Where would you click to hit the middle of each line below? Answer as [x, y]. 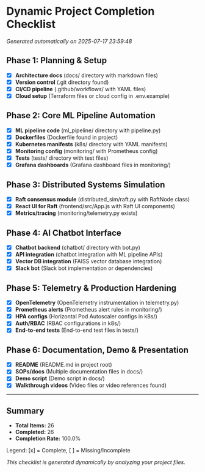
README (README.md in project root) [63, 365]
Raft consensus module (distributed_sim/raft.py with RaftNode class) [103, 199]
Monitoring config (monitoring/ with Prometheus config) [86, 151]
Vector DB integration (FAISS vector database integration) [88, 261]
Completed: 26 [34, 432]
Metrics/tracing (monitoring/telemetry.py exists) [76, 213]
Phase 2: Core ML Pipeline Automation [81, 115]
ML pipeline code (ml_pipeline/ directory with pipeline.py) [88, 130]
